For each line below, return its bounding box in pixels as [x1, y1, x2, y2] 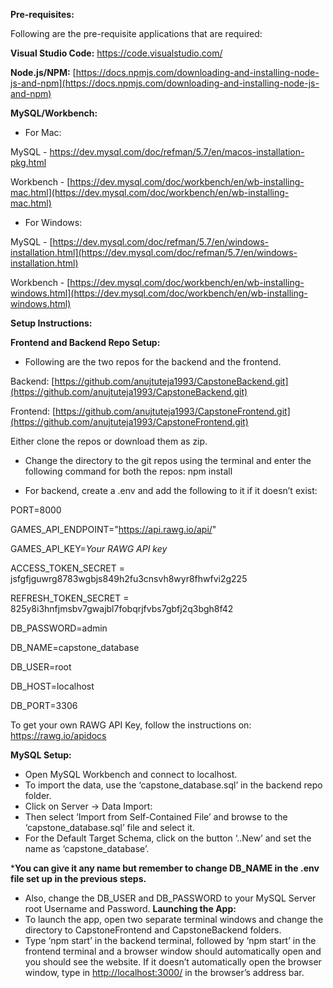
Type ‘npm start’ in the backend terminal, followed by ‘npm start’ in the [24, 935, 317, 946]
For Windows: [24, 217, 83, 228]
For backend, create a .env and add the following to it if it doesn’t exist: [24, 485, 318, 496]
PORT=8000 [10, 504, 62, 516]
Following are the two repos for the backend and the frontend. [24, 356, 282, 368]
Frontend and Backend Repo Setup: [10, 337, 161, 348]
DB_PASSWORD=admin [10, 622, 108, 634]
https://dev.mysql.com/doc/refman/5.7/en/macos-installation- [49, 146, 305, 158]
